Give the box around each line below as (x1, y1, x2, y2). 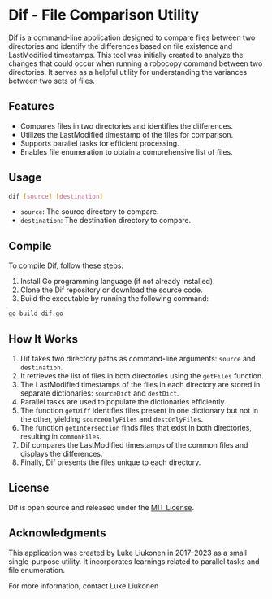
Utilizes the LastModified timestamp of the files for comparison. (19, 129, 234, 139)
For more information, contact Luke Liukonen (8, 580, 159, 591)
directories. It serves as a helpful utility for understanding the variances (8, 67, 248, 77)
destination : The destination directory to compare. (19, 216, 192, 225)
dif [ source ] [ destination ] (8, 192, 104, 200)
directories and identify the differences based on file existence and (8, 41, 233, 50)
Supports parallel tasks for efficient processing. (19, 138, 180, 148)
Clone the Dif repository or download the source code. (19, 285, 203, 295)
